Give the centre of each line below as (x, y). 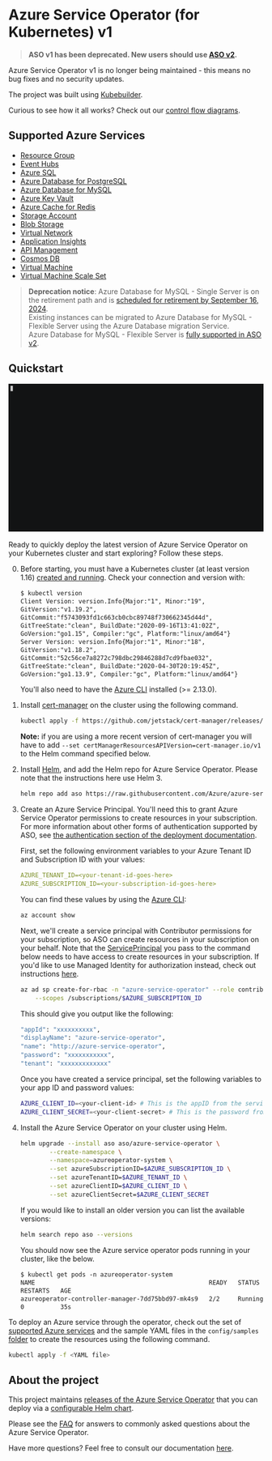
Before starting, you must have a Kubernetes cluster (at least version (134, 569)
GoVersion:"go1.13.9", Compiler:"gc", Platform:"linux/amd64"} (129, 675)
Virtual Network (46, 232)
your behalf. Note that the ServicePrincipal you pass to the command (135, 948)
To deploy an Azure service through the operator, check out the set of (125, 1322)
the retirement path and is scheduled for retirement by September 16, (143, 300)
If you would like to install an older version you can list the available (132, 1210)
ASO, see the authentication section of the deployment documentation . (138, 835)
